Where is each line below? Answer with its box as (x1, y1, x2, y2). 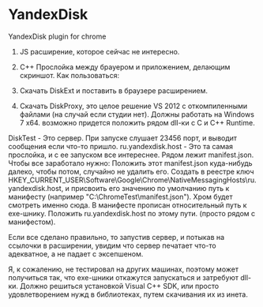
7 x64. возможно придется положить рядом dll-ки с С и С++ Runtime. (19, 118, 255, 127)
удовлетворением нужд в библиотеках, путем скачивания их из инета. (8, 290, 249, 299)
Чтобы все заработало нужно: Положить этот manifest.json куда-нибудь (8, 158, 253, 167)
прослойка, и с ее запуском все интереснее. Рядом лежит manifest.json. (8, 150, 254, 159)
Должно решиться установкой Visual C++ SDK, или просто (19, 281, 220, 290)
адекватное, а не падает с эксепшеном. (8, 249, 144, 258)
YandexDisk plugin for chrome (8, 32, 107, 41)
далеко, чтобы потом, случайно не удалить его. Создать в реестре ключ (8, 167, 254, 176)
